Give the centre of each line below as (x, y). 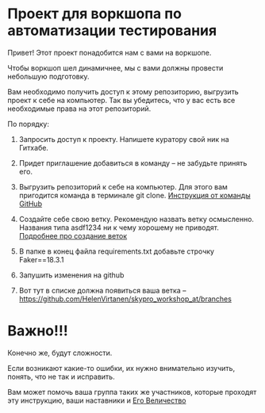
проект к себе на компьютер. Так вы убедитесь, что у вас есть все (121, 100)
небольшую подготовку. (48, 76)
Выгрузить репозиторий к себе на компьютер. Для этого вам (123, 186)
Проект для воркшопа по (94, 14)
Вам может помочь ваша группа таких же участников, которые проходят (132, 392)
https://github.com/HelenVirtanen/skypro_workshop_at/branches (125, 299)
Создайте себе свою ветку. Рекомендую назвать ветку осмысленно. (136, 219)
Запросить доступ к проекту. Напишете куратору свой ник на (124, 139)
